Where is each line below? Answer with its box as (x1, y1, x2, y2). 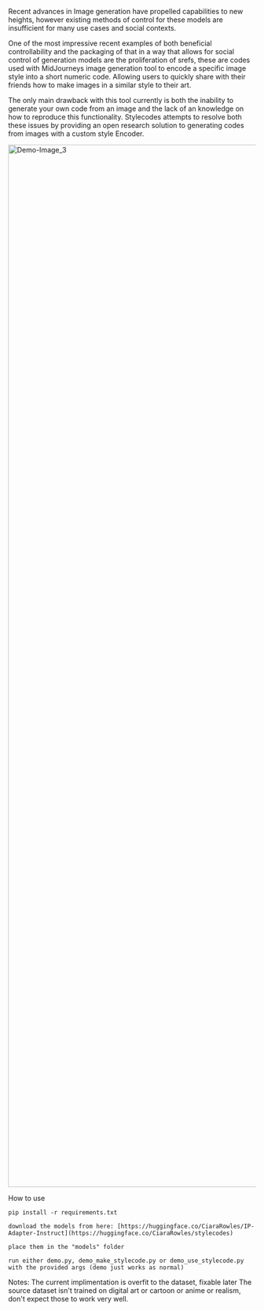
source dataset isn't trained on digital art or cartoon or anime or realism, (8, 1286, 241, 1295)
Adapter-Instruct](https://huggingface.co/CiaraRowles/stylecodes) (8, 1229, 234, 1237)
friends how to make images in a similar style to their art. (8, 80, 192, 90)
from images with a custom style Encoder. (8, 129, 145, 138)
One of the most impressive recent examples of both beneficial (8, 39, 212, 48)
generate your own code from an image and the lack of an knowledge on (8, 104, 244, 113)
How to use (8, 1194, 46, 1203)
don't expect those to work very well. (8, 1294, 129, 1303)
